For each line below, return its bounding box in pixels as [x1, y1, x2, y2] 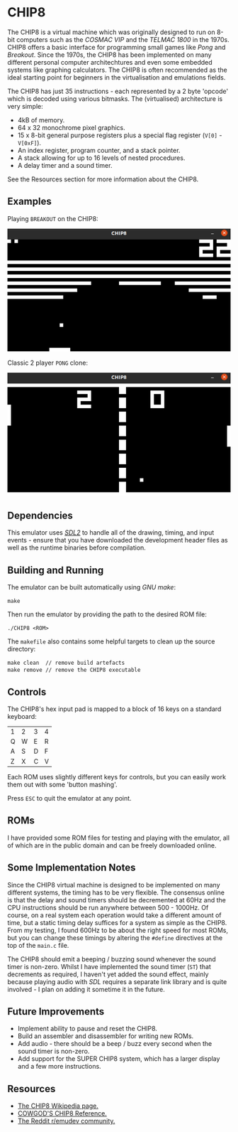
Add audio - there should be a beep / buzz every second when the [17, 1040, 212, 1048]
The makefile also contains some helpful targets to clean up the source [7, 637, 215, 646]
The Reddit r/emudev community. [17, 1117, 115, 1126]
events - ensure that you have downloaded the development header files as [7, 536, 228, 545]
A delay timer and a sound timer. [17, 161, 113, 169]
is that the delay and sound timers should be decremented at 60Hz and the [7, 895, 227, 904]
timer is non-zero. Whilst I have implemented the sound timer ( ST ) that [7, 962, 211, 971]
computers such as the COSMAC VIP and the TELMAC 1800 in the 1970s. [16, 35, 229, 43]
